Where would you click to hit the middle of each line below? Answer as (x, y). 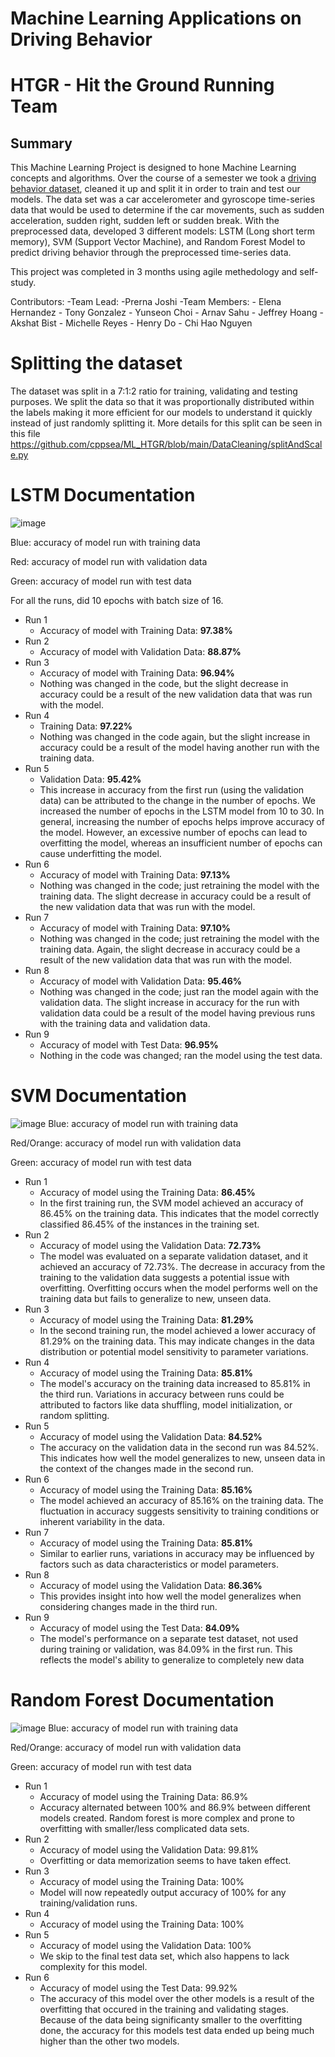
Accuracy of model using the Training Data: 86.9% (144, 1796)
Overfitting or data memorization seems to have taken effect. (165, 1860)
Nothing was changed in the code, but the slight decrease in (164, 684)
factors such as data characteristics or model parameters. (159, 1564)
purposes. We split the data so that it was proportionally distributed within (162, 402)
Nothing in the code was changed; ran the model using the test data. (181, 1056)
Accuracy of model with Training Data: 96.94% (137, 673)
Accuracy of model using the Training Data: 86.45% (147, 1192)
